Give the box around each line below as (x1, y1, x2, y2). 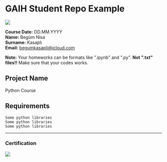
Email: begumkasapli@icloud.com (5, 44, 75, 50)
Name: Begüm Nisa (5, 34, 46, 40)
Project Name (5, 74, 48, 83)
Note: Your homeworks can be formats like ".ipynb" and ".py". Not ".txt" (5, 54, 153, 60)
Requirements (5, 102, 50, 110)
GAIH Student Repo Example (5, 3, 125, 14)
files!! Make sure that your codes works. (5, 59, 88, 65)
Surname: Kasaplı (5, 39, 42, 45)
